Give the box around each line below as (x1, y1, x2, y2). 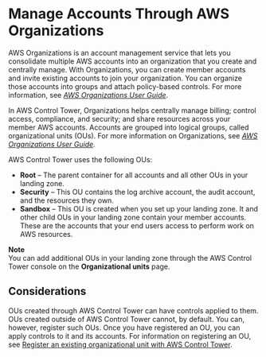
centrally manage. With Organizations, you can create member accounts (8, 64, 246, 74)
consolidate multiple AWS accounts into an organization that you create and (8, 56, 257, 66)
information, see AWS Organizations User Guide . (8, 90, 169, 99)
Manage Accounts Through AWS (8, 5, 229, 23)
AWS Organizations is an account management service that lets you (8, 48, 231, 57)
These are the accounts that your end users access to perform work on (19, 220, 255, 231)
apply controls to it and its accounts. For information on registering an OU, (8, 331, 252, 340)
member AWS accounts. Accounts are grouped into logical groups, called (8, 122, 249, 132)
